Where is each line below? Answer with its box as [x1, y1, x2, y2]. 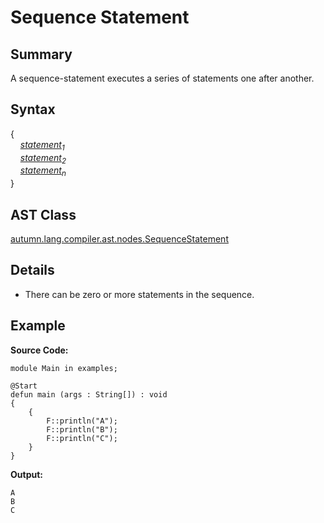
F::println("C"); [46, 433, 118, 443]
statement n [19, 164, 67, 179]
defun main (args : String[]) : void [10, 389, 168, 400]
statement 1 [19, 138, 65, 153]
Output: [10, 468, 43, 480]
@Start [10, 381, 38, 391]
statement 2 [19, 151, 67, 166]
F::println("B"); [46, 424, 118, 435]
